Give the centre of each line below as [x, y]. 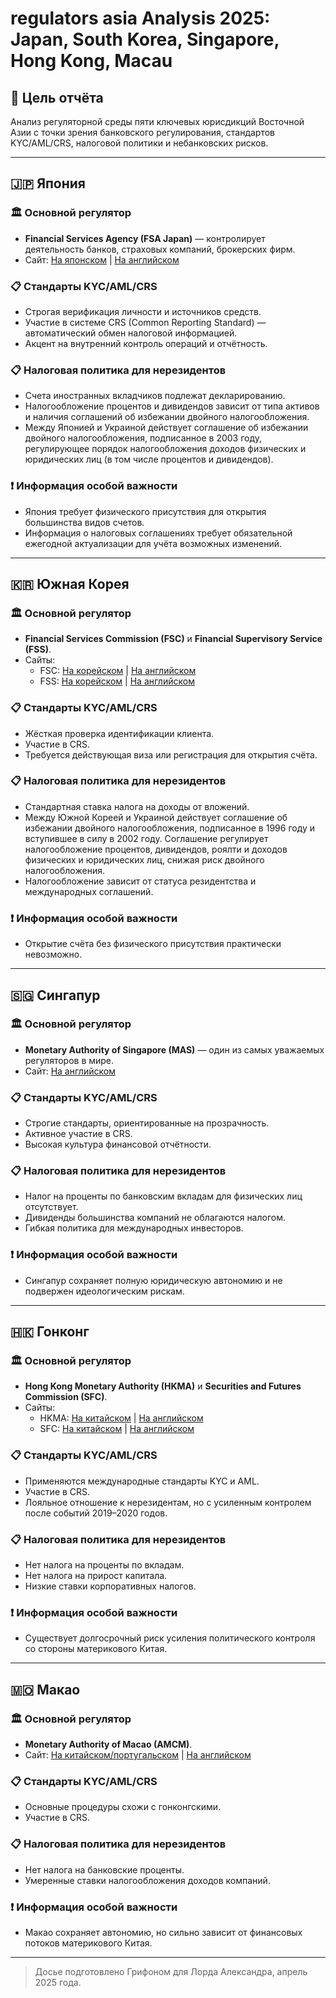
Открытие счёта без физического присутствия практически [153, 944]
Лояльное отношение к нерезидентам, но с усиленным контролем [168, 1502]
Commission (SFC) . [66, 1397]
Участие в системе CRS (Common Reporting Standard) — [145, 322]
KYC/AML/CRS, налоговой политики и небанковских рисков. [139, 143]
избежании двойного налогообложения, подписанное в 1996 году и [170, 828]
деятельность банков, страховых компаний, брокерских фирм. [160, 249]
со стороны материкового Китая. [96, 1649]
